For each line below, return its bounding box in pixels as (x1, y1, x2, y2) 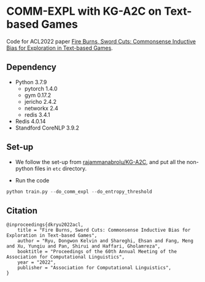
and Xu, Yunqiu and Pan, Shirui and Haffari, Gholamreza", (6, 243, 161, 249)
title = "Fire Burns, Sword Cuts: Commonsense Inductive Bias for (17, 227, 191, 233)
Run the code (15, 176, 50, 184)
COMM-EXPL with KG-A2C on (6, 4, 162, 18)
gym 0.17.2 (24, 91, 51, 99)
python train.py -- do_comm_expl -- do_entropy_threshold (6, 189, 152, 195)
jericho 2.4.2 (24, 98, 57, 105)
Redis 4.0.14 (15, 117, 46, 125)
